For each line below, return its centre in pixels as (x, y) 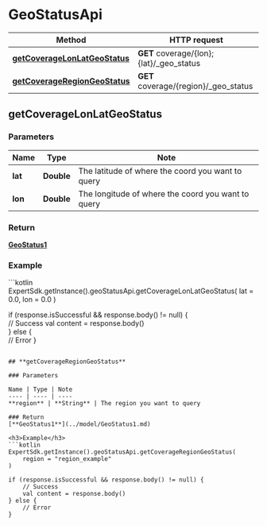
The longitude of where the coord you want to (164, 194)
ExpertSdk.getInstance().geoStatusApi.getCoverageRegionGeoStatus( (122, 452)
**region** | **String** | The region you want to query (104, 404)
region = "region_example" (67, 459)
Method (71, 40)
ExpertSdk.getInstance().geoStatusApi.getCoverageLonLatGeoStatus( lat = (131, 291)
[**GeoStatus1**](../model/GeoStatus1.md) (79, 424)
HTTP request (197, 40)
